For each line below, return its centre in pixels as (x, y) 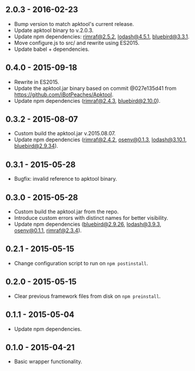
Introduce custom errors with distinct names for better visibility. (91, 218)
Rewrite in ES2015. (37, 82)
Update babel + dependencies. (52, 49)
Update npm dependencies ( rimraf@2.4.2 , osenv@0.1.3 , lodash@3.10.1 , (100, 140)
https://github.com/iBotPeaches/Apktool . (64, 95)
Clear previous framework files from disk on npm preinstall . (87, 296)
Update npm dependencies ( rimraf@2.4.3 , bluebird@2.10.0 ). (87, 100)
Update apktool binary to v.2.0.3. (54, 30)
